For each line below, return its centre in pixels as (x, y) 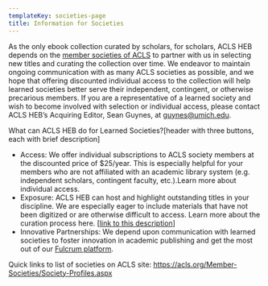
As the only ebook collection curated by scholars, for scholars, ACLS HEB (130, 46)
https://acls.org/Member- (195, 264)
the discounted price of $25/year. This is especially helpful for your (132, 163)
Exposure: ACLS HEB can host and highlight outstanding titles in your (134, 197)
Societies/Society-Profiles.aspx (60, 273)
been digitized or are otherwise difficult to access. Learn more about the (140, 214)
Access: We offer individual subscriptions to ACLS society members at (137, 155)
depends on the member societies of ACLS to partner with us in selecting (130, 55)
